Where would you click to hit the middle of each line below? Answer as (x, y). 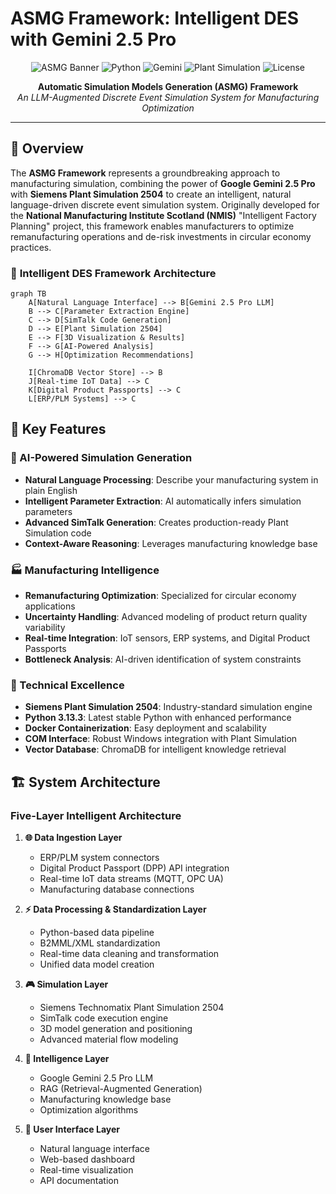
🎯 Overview (47, 148)
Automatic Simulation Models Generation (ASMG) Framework (168, 86)
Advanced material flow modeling (109, 1039)
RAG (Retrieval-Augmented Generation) (121, 1089)
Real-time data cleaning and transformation (129, 954)
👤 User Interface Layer (72, 1129)
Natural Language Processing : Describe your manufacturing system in (171, 479)
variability (45, 628)
